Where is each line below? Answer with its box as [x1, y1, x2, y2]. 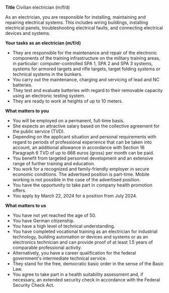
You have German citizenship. [12, 218, 75, 224]
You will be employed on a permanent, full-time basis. [12, 118, 125, 123]
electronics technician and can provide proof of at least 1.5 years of [12, 239, 153, 245]
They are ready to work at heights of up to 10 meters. [12, 98, 124, 104]
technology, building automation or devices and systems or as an [12, 234, 148, 239]
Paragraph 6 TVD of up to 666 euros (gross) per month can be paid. [12, 150, 154, 156]
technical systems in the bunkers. [12, 71, 83, 77]
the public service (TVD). [12, 128, 65, 134]
